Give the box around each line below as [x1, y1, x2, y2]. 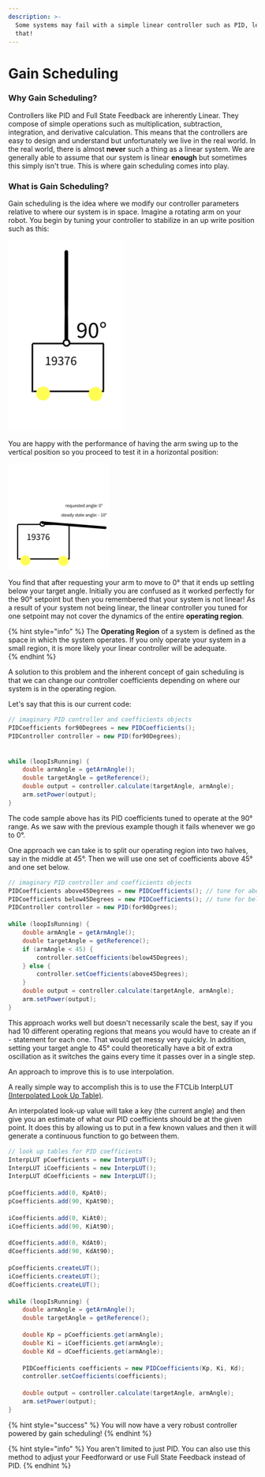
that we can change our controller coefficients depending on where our [8, 676, 241, 686]
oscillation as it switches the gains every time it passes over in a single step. [8, 1052, 256, 1061]
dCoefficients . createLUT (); [8, 1281, 101, 1289]
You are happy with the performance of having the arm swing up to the [8, 439, 239, 448]
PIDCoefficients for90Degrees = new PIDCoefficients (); [8, 724, 196, 732]
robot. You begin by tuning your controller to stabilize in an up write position [8, 216, 255, 225]
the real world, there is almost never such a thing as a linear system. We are [8, 144, 256, 153]
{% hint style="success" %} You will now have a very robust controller [8, 1420, 238, 1430]
